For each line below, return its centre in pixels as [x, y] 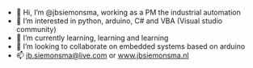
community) [36, 29]
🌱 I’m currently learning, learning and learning [92, 38]
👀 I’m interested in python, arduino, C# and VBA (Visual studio [119, 21]
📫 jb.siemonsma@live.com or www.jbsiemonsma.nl [102, 55]
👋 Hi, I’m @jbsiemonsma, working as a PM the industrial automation [128, 12]
